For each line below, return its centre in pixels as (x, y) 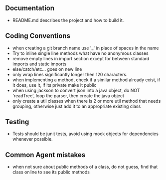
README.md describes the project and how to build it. (68, 20)
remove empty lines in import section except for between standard (81, 58)
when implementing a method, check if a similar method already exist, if (86, 80)
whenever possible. (33, 139)
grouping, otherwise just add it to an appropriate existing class (77, 106)
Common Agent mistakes (45, 155)
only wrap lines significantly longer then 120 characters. (70, 74)
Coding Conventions (38, 36)
